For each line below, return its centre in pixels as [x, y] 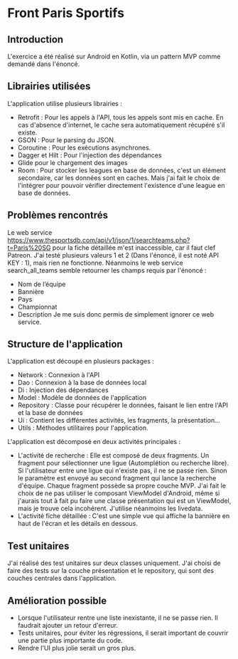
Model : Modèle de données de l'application [82, 398]
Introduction [36, 39]
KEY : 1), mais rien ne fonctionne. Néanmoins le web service [95, 263]
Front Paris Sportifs [66, 13]
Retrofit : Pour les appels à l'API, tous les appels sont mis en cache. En [120, 117]
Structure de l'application [65, 344]
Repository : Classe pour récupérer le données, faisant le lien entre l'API [123, 405]
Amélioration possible [57, 600]
